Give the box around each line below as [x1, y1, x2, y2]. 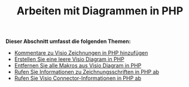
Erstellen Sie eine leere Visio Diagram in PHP [14, 55, 125, 63]
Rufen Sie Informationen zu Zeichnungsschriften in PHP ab [14, 69, 160, 76]
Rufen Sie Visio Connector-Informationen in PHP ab [14, 74, 142, 82]
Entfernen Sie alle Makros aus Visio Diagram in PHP [14, 62, 142, 69]
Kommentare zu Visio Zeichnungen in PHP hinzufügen [14, 49, 148, 57]
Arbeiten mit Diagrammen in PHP [16, 4, 184, 18]
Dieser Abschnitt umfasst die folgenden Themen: [5, 38, 131, 45]
